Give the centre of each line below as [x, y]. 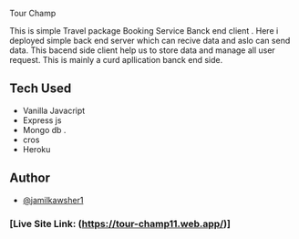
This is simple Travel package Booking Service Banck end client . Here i [144, 31]
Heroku [36, 149]
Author [30, 178]
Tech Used [41, 89]
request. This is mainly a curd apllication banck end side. [116, 60]
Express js [42, 120]
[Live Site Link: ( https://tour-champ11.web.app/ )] [120, 223]
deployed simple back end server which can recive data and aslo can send [150, 41]
